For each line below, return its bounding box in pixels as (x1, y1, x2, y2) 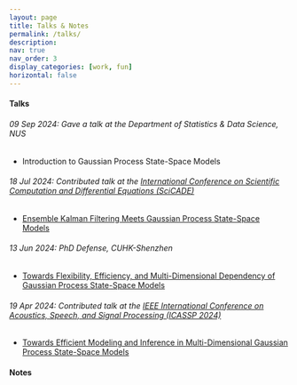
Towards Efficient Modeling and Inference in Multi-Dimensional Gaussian (21, 337, 288, 348)
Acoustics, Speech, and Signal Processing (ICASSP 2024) (9, 309, 222, 320)
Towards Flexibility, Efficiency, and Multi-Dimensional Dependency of (21, 270, 276, 281)
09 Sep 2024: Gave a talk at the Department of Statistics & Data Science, (9, 118, 279, 129)
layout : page (9, 12, 58, 22)
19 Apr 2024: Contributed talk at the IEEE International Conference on (9, 300, 264, 311)
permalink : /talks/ (9, 29, 82, 38)
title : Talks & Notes (9, 21, 90, 30)
